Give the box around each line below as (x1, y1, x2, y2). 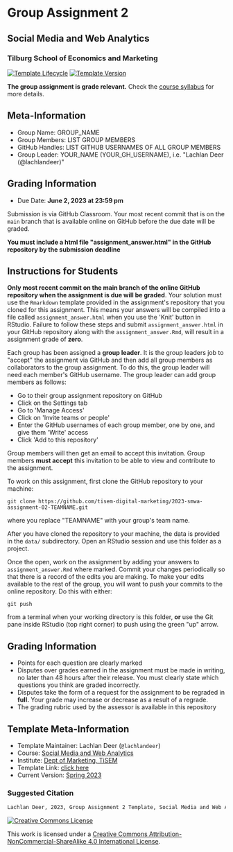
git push (7, 601, 33, 608)
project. (7, 544, 30, 553)
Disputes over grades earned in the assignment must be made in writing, (17, 666, 225, 675)
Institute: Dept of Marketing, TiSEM (17, 756, 118, 764)
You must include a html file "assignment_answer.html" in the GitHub (7, 238, 212, 246)
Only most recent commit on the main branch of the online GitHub (7, 284, 200, 292)
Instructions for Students (7, 265, 119, 277)
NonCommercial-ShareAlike (7, 837, 87, 846)
